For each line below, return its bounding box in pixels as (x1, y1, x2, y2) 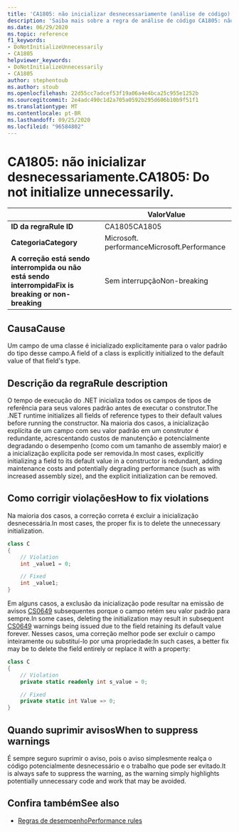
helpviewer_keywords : (7, 57, 72, 64)
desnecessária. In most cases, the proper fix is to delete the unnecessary (7, 519, 221, 527)
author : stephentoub (7, 76, 69, 84)
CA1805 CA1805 (104, 222, 162, 232)
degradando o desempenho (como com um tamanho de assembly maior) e (7, 442, 228, 450)
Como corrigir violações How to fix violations (7, 492, 209, 504)
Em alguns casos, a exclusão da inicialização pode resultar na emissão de (7, 599, 224, 608)
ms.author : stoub (7, 83, 59, 90)
